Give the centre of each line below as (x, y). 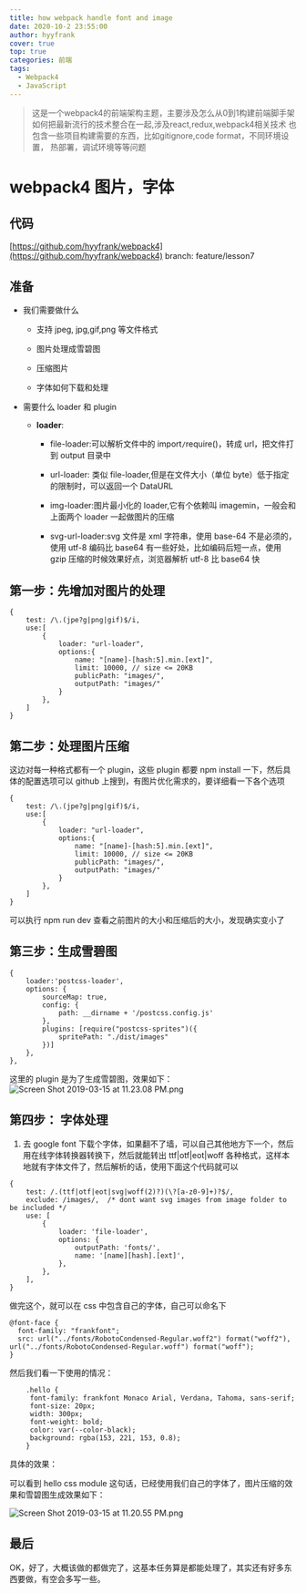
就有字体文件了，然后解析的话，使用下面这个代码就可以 (134, 1166)
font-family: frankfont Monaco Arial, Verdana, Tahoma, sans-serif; (163, 1398)
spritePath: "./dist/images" (113, 1037)
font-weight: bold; (66, 1422)
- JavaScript (42, 86)
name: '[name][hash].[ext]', (129, 1255)
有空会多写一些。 (73, 1578)
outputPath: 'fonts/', (117, 1248)
